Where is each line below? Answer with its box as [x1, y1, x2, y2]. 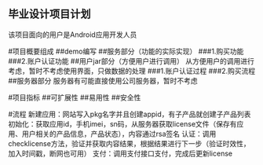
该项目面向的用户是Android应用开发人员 [8, 30, 137, 39]
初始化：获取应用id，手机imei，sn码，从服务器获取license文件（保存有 [8, 119, 237, 128]
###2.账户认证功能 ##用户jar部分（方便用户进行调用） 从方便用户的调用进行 [8, 56, 255, 65]
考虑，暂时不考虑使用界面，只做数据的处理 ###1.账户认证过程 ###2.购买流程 [8, 66, 256, 75]
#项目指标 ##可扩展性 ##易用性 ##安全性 [8, 93, 141, 102]
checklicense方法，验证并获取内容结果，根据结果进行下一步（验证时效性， [8, 138, 250, 148]
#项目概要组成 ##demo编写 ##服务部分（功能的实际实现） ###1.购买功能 [8, 46, 244, 56]
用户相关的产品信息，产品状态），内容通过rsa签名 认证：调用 [21, 129, 217, 138]
